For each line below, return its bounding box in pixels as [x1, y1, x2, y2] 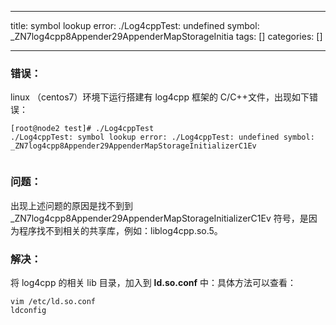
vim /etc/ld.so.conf [10, 296, 97, 306]
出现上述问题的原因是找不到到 [10, 199, 133, 211]
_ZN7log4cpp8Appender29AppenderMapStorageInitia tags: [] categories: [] [10, 31, 323, 42]
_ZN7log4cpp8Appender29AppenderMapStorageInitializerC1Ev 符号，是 [10, 212, 309, 224]
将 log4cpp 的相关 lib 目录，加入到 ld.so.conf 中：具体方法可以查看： [10, 276, 297, 288]
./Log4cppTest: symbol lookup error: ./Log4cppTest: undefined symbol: [10, 132, 315, 143]
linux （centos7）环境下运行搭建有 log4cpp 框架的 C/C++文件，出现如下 [10, 91, 310, 103]
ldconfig [10, 305, 47, 315]
